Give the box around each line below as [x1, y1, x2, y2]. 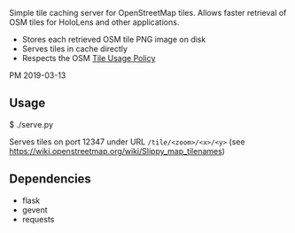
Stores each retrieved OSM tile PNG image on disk [21, 35, 206, 44]
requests [21, 214, 55, 224]
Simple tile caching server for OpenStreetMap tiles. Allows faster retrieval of [9, 8, 287, 18]
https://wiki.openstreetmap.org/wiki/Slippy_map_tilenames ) [9, 145, 226, 156]
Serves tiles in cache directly [21, 43, 128, 54]
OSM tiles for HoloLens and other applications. [9, 17, 180, 27]
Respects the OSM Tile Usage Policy [21, 53, 156, 63]
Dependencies [9, 172, 91, 187]
